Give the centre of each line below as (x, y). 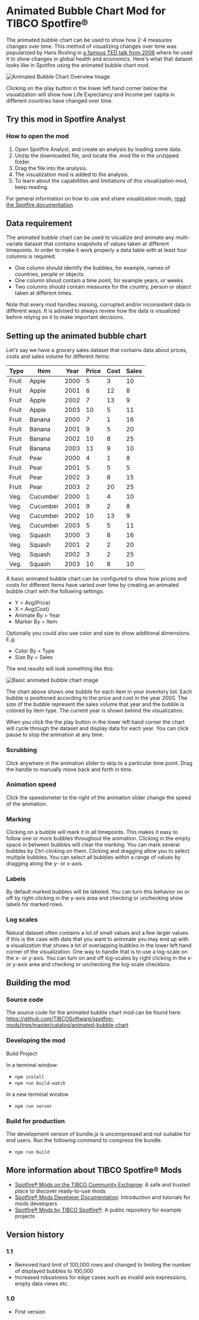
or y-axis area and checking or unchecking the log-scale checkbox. (89, 964)
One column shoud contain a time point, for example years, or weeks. (99, 280)
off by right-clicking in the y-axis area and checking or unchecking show (95, 898)
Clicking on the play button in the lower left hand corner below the (87, 88)
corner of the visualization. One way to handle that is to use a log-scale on (97, 951)
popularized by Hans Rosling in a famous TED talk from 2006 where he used (99, 52)
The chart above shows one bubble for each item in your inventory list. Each (99, 692)
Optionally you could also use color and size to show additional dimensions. (99, 633)
